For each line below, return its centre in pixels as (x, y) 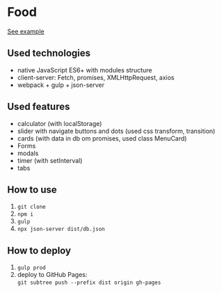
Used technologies (49, 53)
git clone (32, 207)
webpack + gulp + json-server (61, 85)
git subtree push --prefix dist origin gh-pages (89, 283)
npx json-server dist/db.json (61, 229)
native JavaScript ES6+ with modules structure (85, 70)
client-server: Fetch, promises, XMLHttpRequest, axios (96, 77)
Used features (39, 107)
